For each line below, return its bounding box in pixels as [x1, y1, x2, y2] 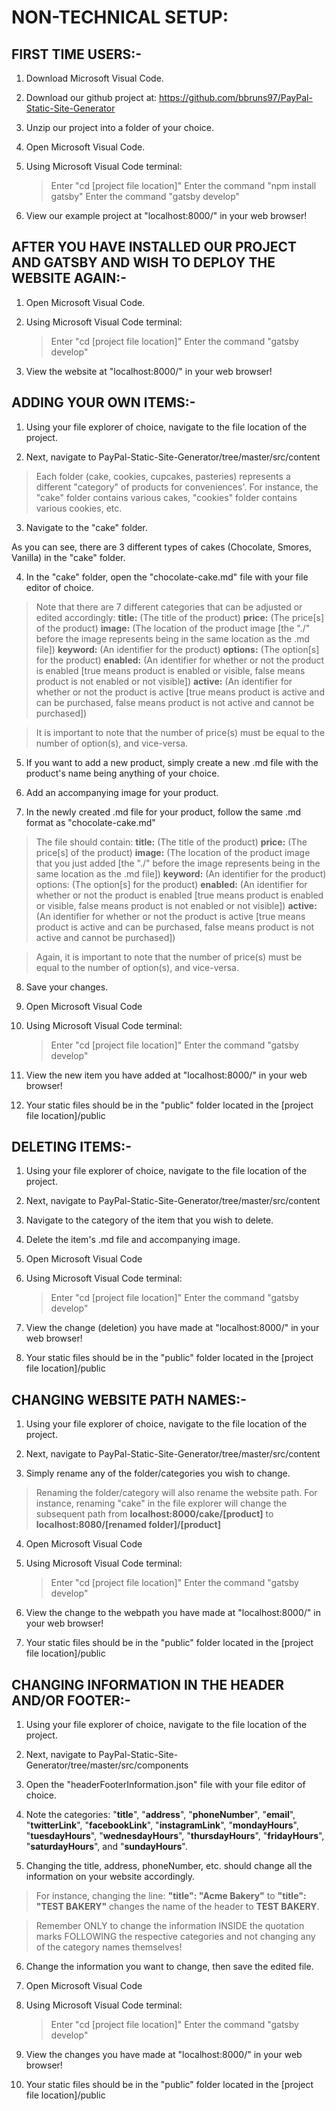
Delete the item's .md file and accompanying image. [25, 1234, 241, 1246]
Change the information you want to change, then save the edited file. [25, 1961, 314, 1973]
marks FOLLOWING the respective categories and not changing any [35, 1931, 316, 1943]
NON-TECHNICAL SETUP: [11, 6, 229, 29]
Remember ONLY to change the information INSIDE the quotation [35, 1920, 305, 1932]
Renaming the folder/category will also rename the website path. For [35, 1487, 318, 1499]
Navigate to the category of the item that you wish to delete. [25, 1214, 274, 1226]
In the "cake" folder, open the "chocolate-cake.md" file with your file [25, 571, 309, 583]
